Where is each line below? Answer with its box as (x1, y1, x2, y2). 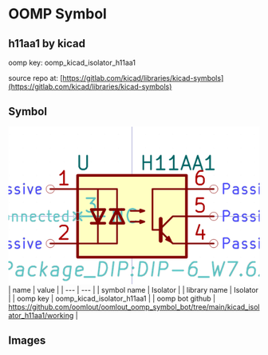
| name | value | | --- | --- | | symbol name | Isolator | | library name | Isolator (8, 285, 259, 294)
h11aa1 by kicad (8, 37, 86, 50)
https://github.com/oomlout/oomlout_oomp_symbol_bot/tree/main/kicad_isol (8, 301, 260, 312)
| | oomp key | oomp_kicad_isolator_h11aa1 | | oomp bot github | (8, 293, 216, 303)
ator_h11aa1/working (8, 310, 74, 320)
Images (8, 333, 46, 348)
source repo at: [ (8, 74, 63, 82)
